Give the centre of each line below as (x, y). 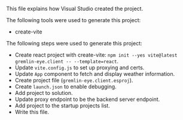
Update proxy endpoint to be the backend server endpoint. (87, 99)
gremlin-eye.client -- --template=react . (66, 61)
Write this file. (32, 112)
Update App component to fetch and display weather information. (95, 74)
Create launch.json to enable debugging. (65, 87)
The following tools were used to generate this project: (74, 20)
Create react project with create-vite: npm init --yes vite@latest (96, 55)
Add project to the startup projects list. (62, 106)
